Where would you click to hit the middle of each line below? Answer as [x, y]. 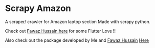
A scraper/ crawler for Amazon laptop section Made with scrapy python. [78, 22]
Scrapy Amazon [38, 8]
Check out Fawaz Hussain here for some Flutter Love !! [60, 31]
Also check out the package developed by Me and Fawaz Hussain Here [77, 40]
